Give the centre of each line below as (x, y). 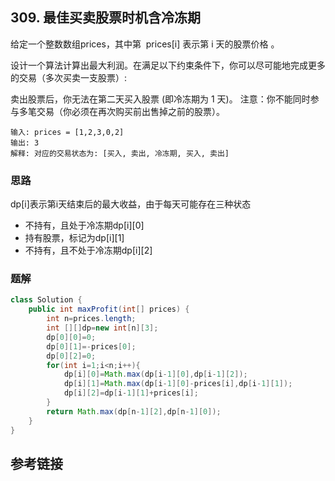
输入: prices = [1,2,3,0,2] (67, 132)
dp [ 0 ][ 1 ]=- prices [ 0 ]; (91, 346)
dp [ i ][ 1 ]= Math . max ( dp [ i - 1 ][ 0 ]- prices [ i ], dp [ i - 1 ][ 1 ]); (178, 384)
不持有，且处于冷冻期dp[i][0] (84, 225)
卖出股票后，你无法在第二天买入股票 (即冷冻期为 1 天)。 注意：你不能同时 (160, 99)
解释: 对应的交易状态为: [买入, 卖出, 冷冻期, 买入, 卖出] (120, 153)
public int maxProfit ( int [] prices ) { (109, 309)
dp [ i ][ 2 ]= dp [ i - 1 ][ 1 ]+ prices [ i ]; (131, 393)
